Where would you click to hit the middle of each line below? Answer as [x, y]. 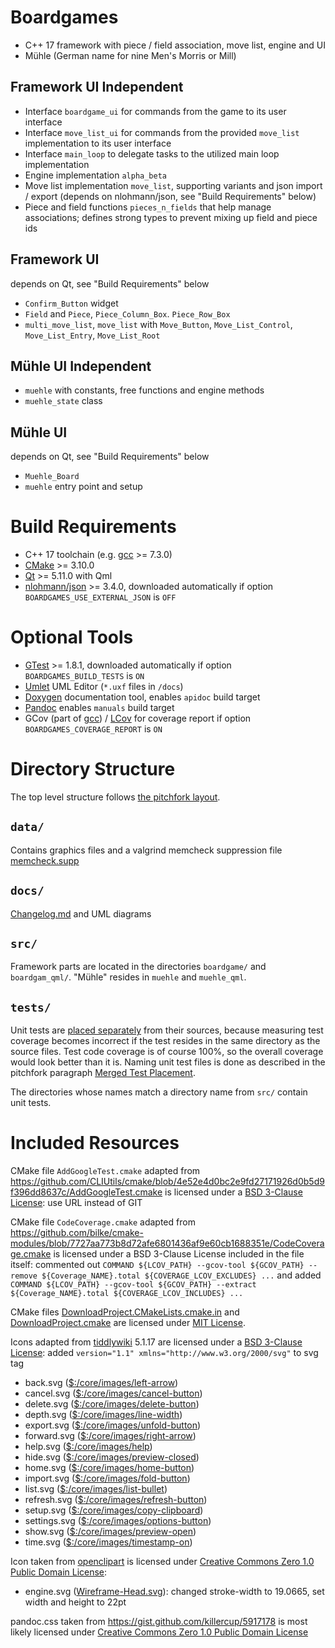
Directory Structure [93, 769]
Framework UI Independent [97, 87]
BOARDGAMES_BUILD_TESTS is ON [84, 676]
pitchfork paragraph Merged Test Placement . [103, 1073]
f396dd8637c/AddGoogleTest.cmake [86, 1192]
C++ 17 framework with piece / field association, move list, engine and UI [175, 45]
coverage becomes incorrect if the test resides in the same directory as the [165, 1041]
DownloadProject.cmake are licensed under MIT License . [128, 1323]
